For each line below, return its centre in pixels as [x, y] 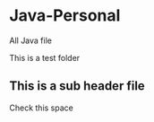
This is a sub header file [77, 86]
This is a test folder [45, 57]
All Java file [30, 40]
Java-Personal [65, 16]
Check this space [41, 108]
